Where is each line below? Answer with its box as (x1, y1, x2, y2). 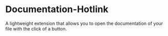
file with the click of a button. (5, 25, 67, 31)
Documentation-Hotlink (5, 4, 109, 15)
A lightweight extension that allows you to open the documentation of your (5, 20, 163, 26)
